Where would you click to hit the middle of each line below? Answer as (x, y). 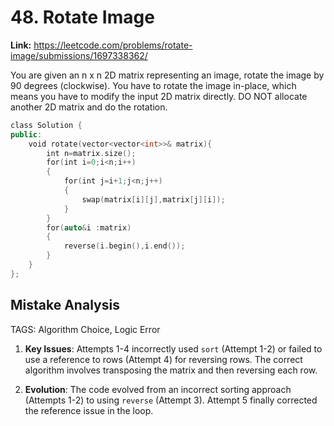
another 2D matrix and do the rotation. (89, 107)
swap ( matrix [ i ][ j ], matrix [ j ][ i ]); (153, 199)
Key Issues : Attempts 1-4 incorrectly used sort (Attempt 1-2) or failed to (173, 348)
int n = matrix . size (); (91, 153)
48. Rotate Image (82, 17)
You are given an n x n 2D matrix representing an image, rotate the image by (167, 75)
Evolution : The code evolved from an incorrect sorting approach (158, 389)
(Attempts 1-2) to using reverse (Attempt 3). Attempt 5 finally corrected (171, 400)
